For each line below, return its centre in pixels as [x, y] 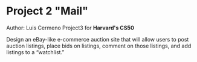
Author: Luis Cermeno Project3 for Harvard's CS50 [70, 28]
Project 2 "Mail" [47, 11]
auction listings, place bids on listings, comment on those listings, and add [99, 46]
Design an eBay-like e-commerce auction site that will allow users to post [98, 39]
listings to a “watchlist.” [35, 52]
